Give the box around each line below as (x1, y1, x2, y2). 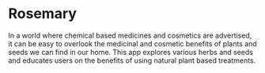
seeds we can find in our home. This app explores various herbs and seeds (8, 47, 253, 57)
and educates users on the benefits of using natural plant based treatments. (8, 56, 256, 65)
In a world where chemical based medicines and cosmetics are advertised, (8, 31, 252, 40)
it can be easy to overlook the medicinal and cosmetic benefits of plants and (8, 38, 257, 48)
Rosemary (8, 5, 78, 23)
